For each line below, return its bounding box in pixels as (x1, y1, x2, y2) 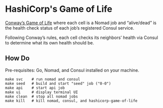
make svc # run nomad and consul (5, 76, 80, 82)
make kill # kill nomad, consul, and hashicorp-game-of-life (5, 98, 138, 103)
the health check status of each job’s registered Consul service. (5, 25, 134, 31)
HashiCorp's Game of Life (5, 3, 112, 15)
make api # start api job (5, 85, 65, 90)
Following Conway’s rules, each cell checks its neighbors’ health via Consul (5, 35, 159, 40)
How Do (5, 54, 30, 63)
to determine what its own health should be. (5, 39, 95, 45)
